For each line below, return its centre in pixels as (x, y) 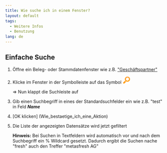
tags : (11, 21)
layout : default (22, 16)
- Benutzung (22, 32)
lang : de (14, 37)
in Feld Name (26, 106)
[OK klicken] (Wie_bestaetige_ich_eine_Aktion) (60, 116)
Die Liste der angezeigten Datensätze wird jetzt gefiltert (70, 126)
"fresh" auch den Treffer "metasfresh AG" (55, 146)
